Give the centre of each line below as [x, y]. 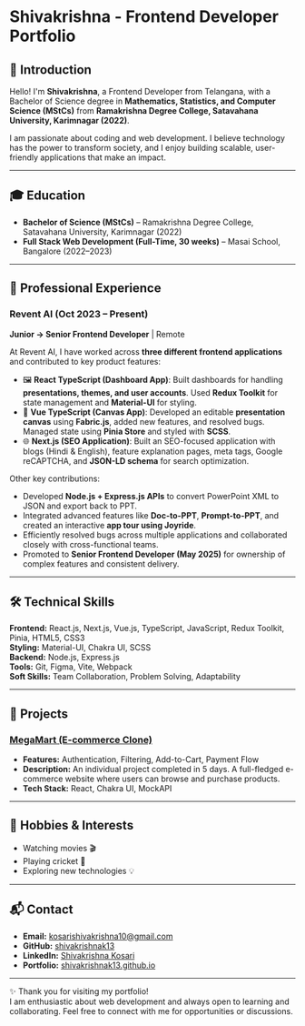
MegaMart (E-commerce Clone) [81, 739]
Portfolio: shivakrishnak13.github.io [89, 965]
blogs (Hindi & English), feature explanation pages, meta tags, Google [152, 451]
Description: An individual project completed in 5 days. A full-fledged [153, 769]
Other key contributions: [54, 478]
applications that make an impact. [103, 157]
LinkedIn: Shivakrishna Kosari [79, 955]
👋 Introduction [51, 70]
